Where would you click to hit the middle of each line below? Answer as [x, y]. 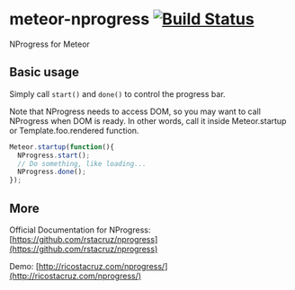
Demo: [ [24, 266]
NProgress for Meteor [49, 44]
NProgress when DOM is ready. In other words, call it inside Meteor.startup [148, 120]
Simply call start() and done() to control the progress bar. [118, 93]
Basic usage [44, 72]
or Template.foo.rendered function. [74, 130]
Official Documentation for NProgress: [80, 230]
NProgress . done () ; [52, 172]
